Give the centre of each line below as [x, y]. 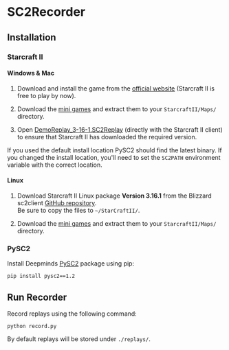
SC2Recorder [46, 12]
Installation [32, 37]
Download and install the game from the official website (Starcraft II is [116, 88]
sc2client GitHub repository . [57, 202]
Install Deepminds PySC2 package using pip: [71, 264]
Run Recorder [37, 297]
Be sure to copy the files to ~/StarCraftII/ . [78, 210]
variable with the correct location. [55, 165]
